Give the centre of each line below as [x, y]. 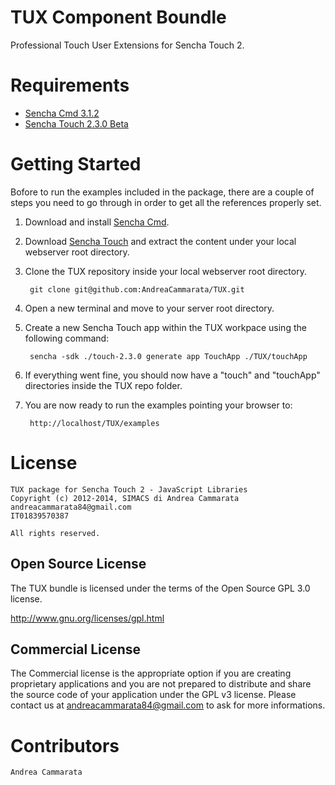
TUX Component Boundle [118, 17]
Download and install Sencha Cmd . [97, 222]
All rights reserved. [55, 533]
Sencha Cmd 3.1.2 [62, 113]
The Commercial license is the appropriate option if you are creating [151, 673]
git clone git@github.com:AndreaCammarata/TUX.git [137, 289]
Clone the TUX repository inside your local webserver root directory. [165, 271]
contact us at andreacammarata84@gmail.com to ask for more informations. [168, 705]
